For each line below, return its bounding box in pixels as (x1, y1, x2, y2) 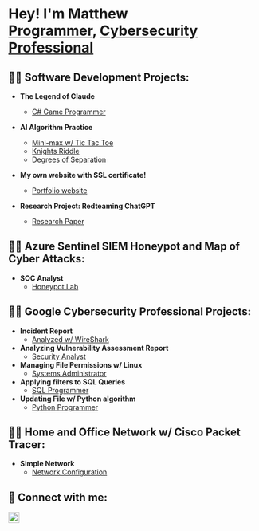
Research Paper (31, 217, 85, 226)
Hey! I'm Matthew (8, 5, 128, 23)
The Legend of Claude (19, 92, 96, 100)
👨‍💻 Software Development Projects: (8, 70, 190, 84)
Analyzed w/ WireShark (31, 334, 110, 344)
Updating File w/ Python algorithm (19, 394, 136, 403)
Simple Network (19, 459, 75, 469)
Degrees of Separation (31, 155, 107, 164)
